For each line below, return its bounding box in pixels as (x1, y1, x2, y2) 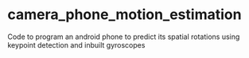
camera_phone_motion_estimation (7, 6, 242, 24)
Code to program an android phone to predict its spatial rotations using (7, 32, 240, 41)
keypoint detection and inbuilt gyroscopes (7, 40, 146, 49)
